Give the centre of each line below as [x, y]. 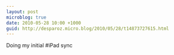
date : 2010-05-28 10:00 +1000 [44, 23]
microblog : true [26, 17]
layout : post [22, 12]
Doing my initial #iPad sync [39, 45]
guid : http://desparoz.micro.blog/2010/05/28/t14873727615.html [88, 28]
